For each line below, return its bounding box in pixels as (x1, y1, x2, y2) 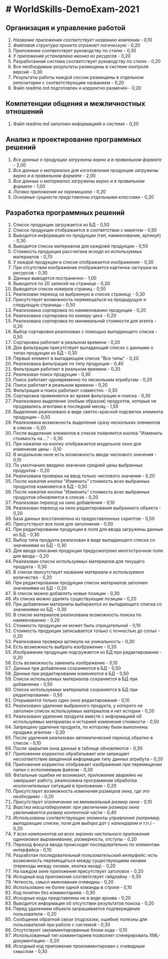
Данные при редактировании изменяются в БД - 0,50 (13, 670, 129, 677)
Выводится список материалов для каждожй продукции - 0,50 (13, 243, 148, 249)
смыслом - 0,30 (13, 948, 48, 954)
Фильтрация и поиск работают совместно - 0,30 (13, 387, 118, 393)
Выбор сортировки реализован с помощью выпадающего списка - (13, 328, 157, 335)
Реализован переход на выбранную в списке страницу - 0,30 (13, 291, 145, 297)
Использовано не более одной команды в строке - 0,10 (13, 884, 132, 891)
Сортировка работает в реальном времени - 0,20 (13, 339, 120, 345)
